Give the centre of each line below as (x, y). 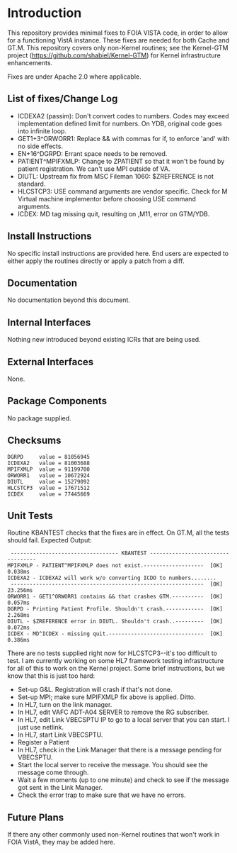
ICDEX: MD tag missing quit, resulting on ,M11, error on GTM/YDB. (114, 213)
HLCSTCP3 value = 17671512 (49, 488)
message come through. (53, 773)
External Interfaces (51, 362)
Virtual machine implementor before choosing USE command (107, 199)
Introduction (45, 13)
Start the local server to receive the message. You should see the (113, 765)
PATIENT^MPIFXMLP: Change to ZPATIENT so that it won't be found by (121, 161)
